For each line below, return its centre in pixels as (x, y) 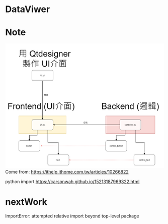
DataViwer (28, 9)
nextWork (26, 202)
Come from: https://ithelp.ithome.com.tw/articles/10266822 (67, 172)
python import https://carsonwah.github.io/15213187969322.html (72, 181)
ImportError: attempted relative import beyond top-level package (72, 216)
